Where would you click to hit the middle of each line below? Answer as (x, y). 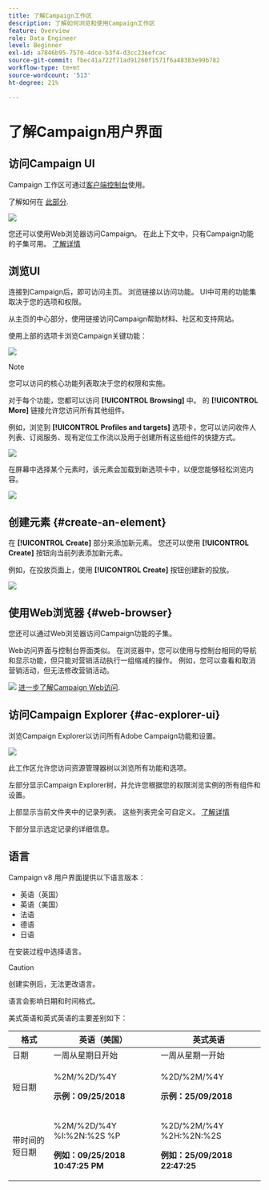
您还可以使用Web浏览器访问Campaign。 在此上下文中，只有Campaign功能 (131, 234)
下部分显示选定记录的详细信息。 (61, 828)
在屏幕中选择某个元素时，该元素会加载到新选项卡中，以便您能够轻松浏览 (127, 470)
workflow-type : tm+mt (44, 68)
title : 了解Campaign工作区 (50, 16)
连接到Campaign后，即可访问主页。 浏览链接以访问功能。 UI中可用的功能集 (132, 292)
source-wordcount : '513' (50, 75)
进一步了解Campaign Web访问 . (69, 687)
